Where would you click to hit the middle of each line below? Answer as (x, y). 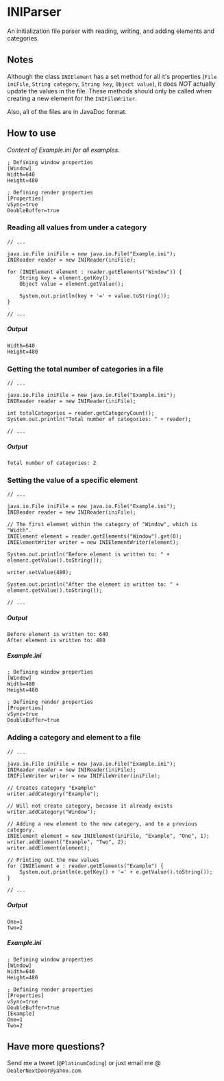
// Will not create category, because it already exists (90, 806)
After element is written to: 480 (57, 640)
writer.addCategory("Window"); (52, 812)
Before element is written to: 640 (58, 635)
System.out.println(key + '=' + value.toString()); (95, 296)
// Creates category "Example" (52, 788)
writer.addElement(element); (49, 848)
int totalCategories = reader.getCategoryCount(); (81, 413)
